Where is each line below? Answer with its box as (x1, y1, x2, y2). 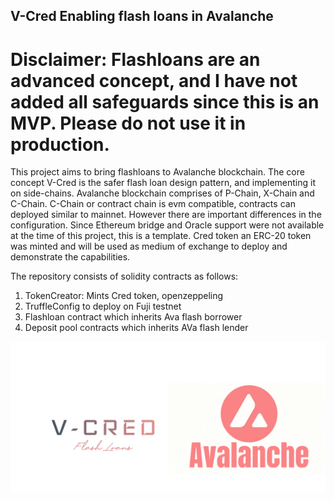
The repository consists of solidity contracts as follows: (10, 270, 239, 283)
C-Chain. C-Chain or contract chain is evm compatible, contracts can (10, 198, 296, 210)
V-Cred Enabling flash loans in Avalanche (10, 8, 274, 25)
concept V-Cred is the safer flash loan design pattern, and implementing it (10, 177, 316, 189)
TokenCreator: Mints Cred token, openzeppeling (24, 290, 224, 302)
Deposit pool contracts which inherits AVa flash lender (24, 322, 249, 334)
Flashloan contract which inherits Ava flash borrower (24, 311, 243, 323)
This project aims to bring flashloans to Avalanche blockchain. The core (10, 166, 305, 178)
